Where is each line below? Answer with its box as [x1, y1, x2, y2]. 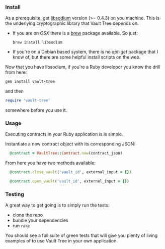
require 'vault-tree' [5, 98, 51, 103]
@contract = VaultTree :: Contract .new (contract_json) [10, 151, 123, 156]
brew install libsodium [12, 40, 63, 45]
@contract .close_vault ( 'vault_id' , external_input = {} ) [10, 170, 132, 175]
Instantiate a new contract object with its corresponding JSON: [5, 141, 136, 147]
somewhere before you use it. [5, 107, 67, 113]
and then [5, 88, 24, 94]
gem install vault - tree [5, 79, 55, 84]
